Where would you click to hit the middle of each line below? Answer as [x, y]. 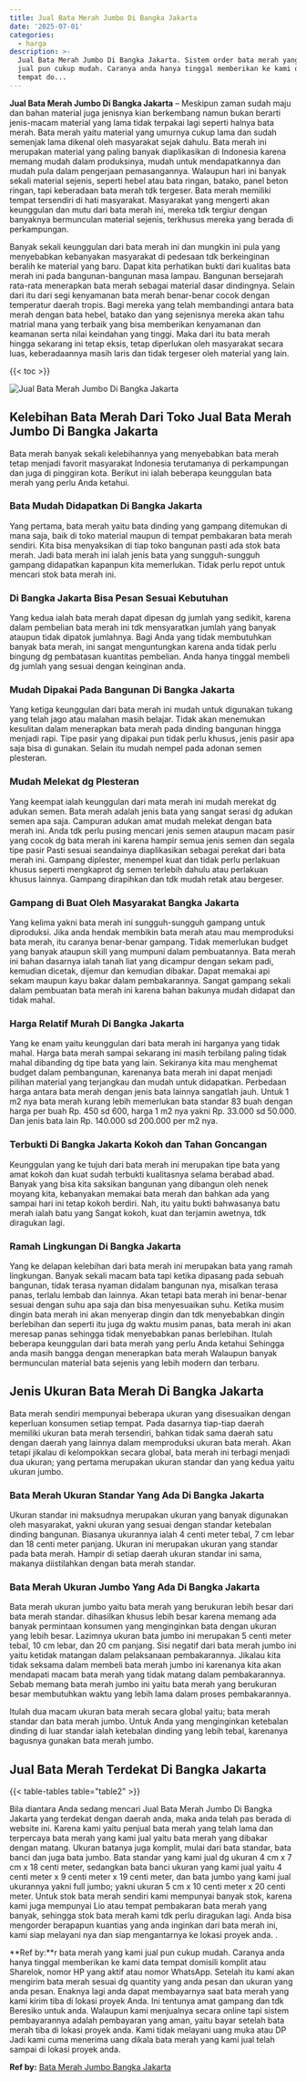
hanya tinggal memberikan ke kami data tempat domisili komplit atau [138, 1963]
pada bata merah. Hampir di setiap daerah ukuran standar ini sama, [136, 1554]
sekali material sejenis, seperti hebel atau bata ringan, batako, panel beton [149, 180]
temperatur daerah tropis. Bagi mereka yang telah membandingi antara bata [152, 304]
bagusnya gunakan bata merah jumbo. [82, 1741]
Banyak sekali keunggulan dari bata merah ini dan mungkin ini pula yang [145, 246]
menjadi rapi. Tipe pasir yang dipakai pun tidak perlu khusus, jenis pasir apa [152, 738]
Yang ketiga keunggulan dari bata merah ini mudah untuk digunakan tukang [151, 710]
